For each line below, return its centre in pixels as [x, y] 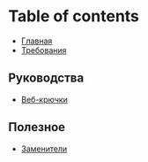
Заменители [44, 149]
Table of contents [74, 16]
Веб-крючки [44, 99]
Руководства [46, 78]
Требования [44, 50]
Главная [37, 41]
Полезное [37, 127]
